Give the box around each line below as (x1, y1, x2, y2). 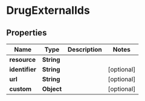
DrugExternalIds (6, 4, 91, 17)
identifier (9, 66, 36, 73)
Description (67, 46, 102, 54)
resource (9, 55, 36, 64)
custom (9, 85, 32, 93)
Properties (6, 28, 47, 38)
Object (42, 85, 62, 93)
